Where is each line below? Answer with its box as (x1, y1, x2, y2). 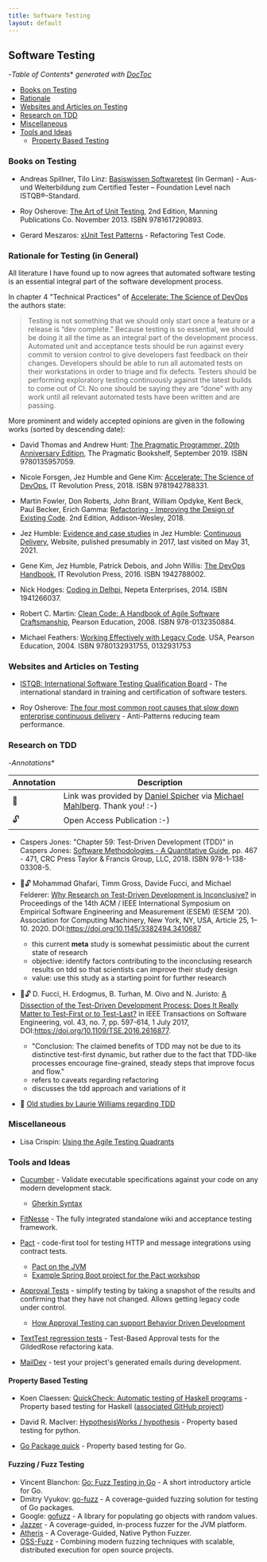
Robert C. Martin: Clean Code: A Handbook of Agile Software (19, 609, 220, 618)
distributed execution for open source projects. (19, 1544, 175, 1554)
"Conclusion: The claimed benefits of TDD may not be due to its (31, 1041, 241, 1051)
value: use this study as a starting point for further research (31, 973, 226, 982)
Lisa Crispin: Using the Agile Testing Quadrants (19, 1137, 175, 1146)
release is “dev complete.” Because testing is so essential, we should (27, 324, 254, 334)
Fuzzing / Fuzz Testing (8, 1459, 85, 1469)
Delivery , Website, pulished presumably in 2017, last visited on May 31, (19, 537, 250, 546)
